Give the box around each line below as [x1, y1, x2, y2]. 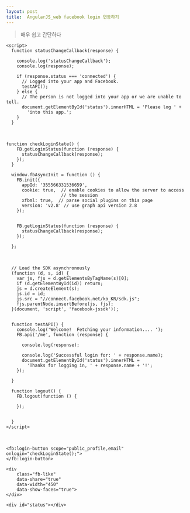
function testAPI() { [11, 322, 64, 327]
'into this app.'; [27, 109, 72, 115]
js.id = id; [16, 290, 46, 296]
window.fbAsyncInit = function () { [11, 172, 101, 177]
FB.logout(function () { [16, 393, 77, 399]
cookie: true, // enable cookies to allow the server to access [21, 187, 184, 193]
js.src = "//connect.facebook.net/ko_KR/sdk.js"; [16, 296, 140, 302]
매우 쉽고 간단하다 [20, 30, 61, 38]
